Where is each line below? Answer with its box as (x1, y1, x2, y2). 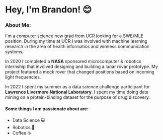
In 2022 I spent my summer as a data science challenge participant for (5, 84, 150, 90)
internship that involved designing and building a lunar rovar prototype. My (5, 64, 158, 70)
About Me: (5, 22, 31, 29)
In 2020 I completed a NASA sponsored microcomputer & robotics (5, 59, 142, 65)
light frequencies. (5, 74, 41, 80)
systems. (5, 49, 24, 55)
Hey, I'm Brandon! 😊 (5, 4, 92, 15)
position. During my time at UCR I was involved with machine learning (5, 38, 148, 44)
